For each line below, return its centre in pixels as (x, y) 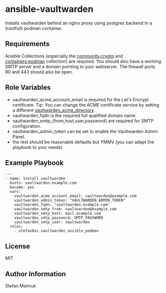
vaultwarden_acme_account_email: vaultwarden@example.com (75, 196)
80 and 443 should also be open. (39, 72)
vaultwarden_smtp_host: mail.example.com (57, 214)
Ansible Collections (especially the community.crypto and (64, 56)
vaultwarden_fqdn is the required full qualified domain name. (75, 115)
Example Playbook (34, 163)
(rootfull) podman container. (34, 28)
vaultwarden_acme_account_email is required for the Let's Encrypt (81, 99)
